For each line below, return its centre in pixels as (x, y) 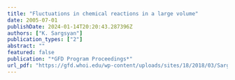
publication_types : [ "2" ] (45, 40)
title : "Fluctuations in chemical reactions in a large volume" (103, 14)
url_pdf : (20, 65)
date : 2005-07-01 (33, 20)
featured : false (31, 53)
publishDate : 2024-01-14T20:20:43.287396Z (70, 26)
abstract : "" (26, 46)
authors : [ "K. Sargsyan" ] (45, 33)
